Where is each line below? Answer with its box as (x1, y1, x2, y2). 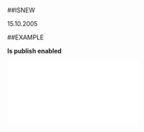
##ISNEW (7, 6, 36, 14)
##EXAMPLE (7, 33, 44, 41)
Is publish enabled (7, 47, 62, 55)
